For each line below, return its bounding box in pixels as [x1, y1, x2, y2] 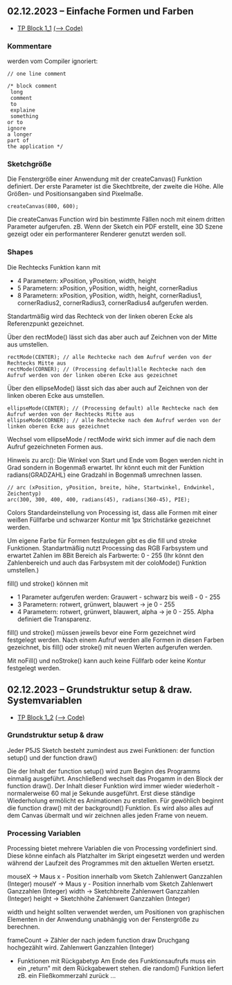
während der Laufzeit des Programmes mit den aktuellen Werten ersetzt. [7, 859, 215, 867]
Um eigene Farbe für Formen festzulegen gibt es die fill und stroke [7, 537, 197, 545]
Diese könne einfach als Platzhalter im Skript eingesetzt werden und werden [7, 852, 225, 860]
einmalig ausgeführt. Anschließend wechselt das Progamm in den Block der [7, 774, 224, 783]
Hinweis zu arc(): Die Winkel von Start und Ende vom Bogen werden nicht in [7, 455, 224, 464]
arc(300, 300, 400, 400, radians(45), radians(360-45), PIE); [7, 496, 190, 503]
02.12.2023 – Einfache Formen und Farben [7, 6, 194, 17]
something [10, 113, 39, 120]
